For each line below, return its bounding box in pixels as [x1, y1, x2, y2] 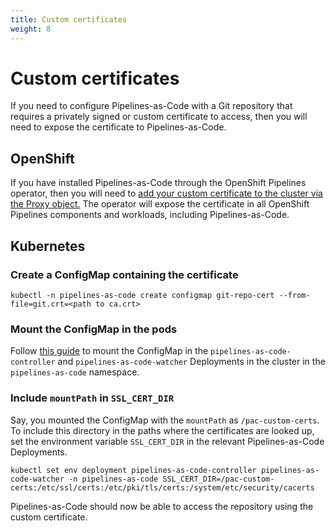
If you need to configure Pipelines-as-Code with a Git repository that [10, 100, 293, 112]
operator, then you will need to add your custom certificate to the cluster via [10, 187, 323, 200]
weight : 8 [10, 24, 52, 34]
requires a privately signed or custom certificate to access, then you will [10, 111, 308, 123]
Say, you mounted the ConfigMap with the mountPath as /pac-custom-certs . [10, 414, 320, 426]
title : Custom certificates [10, 14, 128, 25]
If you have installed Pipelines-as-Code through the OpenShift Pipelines [10, 177, 307, 189]
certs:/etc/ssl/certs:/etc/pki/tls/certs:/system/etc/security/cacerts [10, 482, 315, 493]
